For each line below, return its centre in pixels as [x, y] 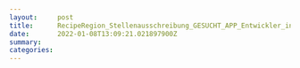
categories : [31, 50]
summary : [25, 42]
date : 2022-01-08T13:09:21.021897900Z [93, 34]
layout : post [42, 17]
